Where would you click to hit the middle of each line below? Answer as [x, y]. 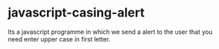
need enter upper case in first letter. [59, 39]
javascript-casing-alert [76, 13]
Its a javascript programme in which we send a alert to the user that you [110, 32]
